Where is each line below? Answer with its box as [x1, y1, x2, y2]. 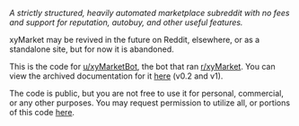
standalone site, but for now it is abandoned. [9, 44, 175, 55]
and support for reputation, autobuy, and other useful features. [9, 17, 243, 28]
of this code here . [9, 107, 75, 117]
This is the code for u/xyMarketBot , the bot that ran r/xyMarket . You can [9, 62, 276, 71]
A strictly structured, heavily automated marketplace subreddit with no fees [9, 8, 290, 18]
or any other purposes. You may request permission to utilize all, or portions [9, 97, 290, 108]
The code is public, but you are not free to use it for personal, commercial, [9, 88, 285, 98]
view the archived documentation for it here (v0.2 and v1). [9, 71, 224, 81]
